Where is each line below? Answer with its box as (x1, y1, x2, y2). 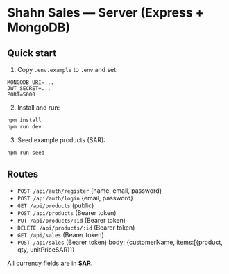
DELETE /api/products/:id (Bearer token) (17, 223, 135, 232)
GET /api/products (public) (17, 201, 94, 209)
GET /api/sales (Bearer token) (17, 231, 104, 239)
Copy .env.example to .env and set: (17, 66, 118, 74)
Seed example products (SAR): (17, 135, 105, 144)
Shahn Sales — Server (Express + (7, 5, 205, 21)
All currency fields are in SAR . (7, 259, 93, 268)
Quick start (7, 47, 57, 59)
